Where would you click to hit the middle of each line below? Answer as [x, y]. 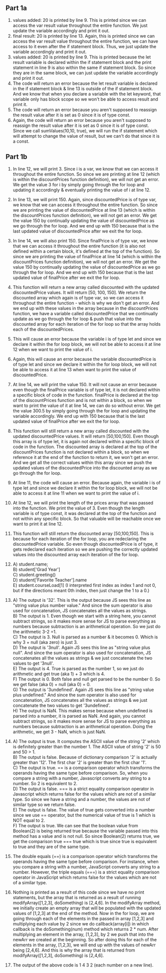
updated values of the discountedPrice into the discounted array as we [85, 467]
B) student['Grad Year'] [37, 569]
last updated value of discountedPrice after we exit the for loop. [78, 231]
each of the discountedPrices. [43, 329]
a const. [21, 141]
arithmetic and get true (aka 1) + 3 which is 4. [59, 674]
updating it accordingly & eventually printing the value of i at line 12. [82, 190]
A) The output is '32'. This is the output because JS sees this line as [82, 600]
